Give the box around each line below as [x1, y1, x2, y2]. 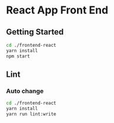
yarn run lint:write [6, 111, 57, 117]
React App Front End [6, 4, 109, 17]
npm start [6, 53, 31, 59]
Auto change [6, 87, 44, 95]
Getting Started [6, 27, 64, 37]
